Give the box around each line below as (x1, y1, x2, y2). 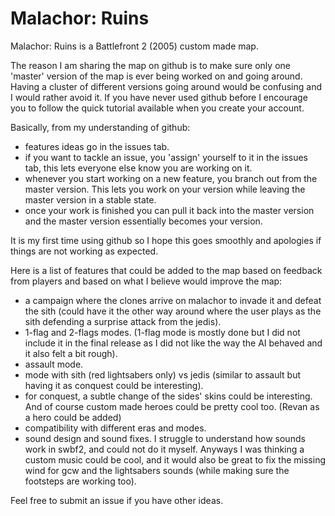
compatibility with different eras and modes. (24, 422, 207, 434)
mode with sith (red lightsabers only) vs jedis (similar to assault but (24, 368, 302, 381)
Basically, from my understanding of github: (10, 121, 191, 133)
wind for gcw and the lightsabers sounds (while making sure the (24, 464, 290, 476)
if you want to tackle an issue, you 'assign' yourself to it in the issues (24, 151, 308, 163)
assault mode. (24, 358, 84, 370)
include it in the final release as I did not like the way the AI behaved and (24, 337, 323, 349)
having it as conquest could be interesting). (24, 379, 204, 391)
